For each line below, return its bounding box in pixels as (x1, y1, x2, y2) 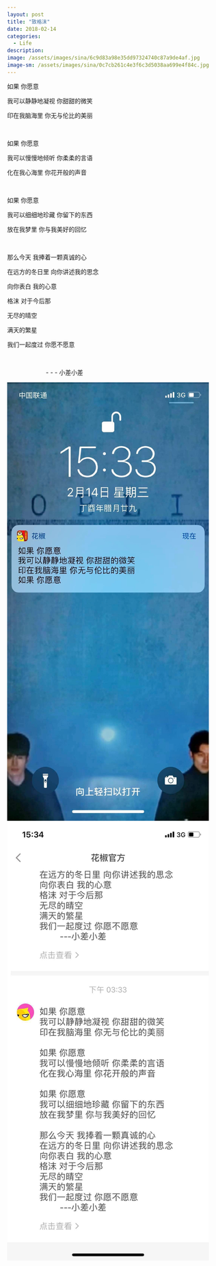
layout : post (7, 11, 44, 18)
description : (7, 47, 44, 54)
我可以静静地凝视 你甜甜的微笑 (7, 97, 93, 105)
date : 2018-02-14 (7, 25, 57, 32)
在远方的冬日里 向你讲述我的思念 (7, 267, 99, 275)
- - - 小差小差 (45, 368, 83, 376)
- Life (13, 40, 32, 47)
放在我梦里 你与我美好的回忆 (7, 225, 87, 233)
